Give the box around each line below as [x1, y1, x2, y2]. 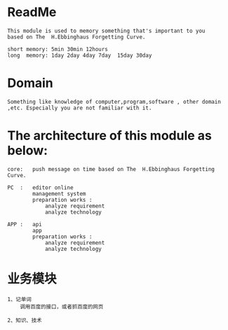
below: [7, 143, 48, 158]
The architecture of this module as [7, 128, 212, 144]
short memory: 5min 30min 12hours [7, 46, 109, 53]
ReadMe [7, 4, 57, 20]
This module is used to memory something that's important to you [7, 27, 206, 34]
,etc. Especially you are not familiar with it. [7, 104, 152, 111]
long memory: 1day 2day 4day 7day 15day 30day [7, 52, 152, 59]
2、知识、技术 [7, 317, 42, 324]
